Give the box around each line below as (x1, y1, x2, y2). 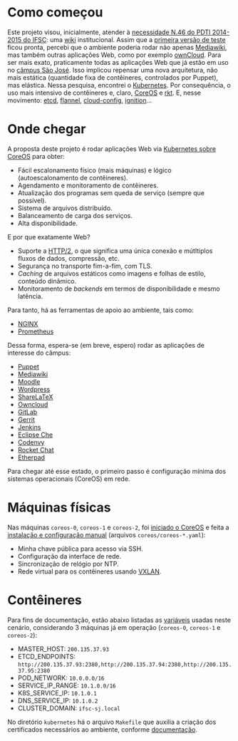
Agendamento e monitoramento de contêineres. (17, 181, 159, 190)
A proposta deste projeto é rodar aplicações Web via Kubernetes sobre (7, 144, 216, 153)
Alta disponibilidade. (17, 219, 78, 227)
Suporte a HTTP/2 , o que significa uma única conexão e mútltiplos (17, 247, 213, 255)
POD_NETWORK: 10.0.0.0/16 (17, 673, 105, 682)
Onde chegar (7, 121, 86, 138)
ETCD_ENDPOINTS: (17, 652, 76, 660)
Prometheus (17, 327, 54, 336)
